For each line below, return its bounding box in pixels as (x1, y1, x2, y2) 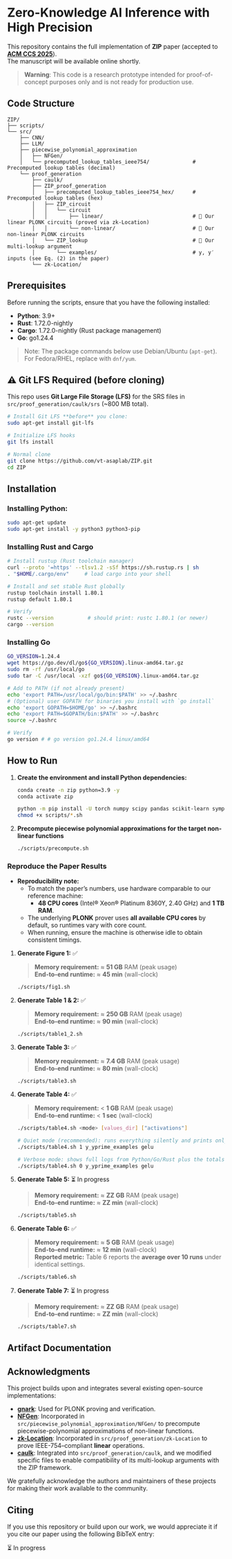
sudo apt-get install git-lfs (7, 420, 95, 427)
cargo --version (7, 621, 54, 628)
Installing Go (7, 637, 50, 647)
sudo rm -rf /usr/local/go (7, 666, 85, 673)
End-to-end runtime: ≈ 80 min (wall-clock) (34, 1065, 159, 1073)
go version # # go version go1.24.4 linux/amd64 (7, 736, 150, 743)
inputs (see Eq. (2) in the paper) (7, 255, 110, 262)
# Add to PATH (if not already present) (7, 685, 126, 692)
